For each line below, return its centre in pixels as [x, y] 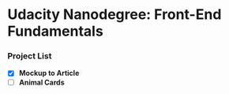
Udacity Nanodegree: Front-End [114, 15]
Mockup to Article [49, 73]
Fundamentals [55, 31]
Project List [30, 56]
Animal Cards [41, 82]
